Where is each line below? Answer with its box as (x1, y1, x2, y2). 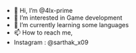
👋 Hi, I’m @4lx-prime (13, 7, 73, 14)
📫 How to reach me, (13, 29, 73, 37)
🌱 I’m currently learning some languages (13, 21, 129, 29)
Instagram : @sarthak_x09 (13, 38, 88, 46)
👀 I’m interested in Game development (13, 14, 123, 22)
